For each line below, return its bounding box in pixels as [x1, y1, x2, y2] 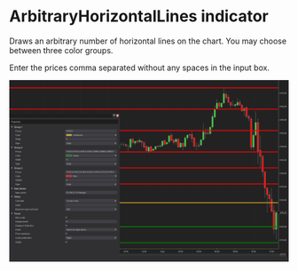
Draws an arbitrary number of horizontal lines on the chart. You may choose [9, 36, 286, 46]
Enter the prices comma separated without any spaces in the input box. [9, 62, 271, 73]
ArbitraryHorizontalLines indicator [9, 6, 269, 27]
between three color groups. [9, 44, 114, 55]
